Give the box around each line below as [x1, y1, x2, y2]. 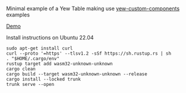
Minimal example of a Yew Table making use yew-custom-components [6, 5, 180, 12]
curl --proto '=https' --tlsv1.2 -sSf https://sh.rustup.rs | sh [6, 51, 171, 57]
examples [6, 11, 30, 18]
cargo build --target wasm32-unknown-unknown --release [6, 71, 147, 77]
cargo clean [6, 66, 36, 72]
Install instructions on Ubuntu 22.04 [6, 34, 94, 41]
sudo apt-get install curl [6, 45, 73, 51]
